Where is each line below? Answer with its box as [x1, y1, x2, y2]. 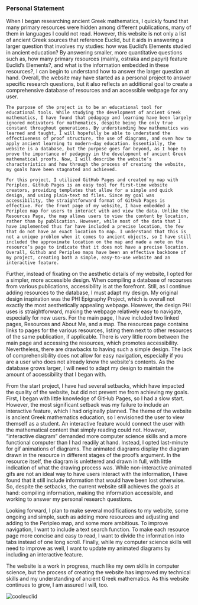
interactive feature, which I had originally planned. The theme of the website [6, 407, 192, 415]
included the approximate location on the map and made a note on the [6, 239, 184, 245]
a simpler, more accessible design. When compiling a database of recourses [6, 276, 192, 284]
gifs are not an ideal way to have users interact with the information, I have [6, 471, 188, 478]
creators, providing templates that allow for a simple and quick [6, 188, 173, 194]
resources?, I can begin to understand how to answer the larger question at [6, 68, 190, 75]
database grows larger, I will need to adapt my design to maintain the [6, 365, 174, 372]
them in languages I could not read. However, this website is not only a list [6, 30, 187, 37]
